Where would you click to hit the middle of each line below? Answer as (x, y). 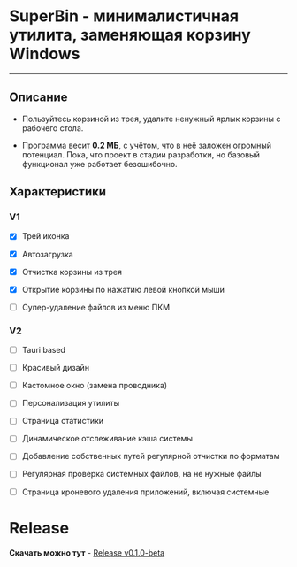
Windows (45, 54)
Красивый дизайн (56, 368)
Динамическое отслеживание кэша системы (107, 439)
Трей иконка (46, 236)
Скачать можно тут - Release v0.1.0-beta (87, 552)
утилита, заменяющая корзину (130, 35)
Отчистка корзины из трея (72, 272)
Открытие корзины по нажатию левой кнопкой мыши (123, 289)
